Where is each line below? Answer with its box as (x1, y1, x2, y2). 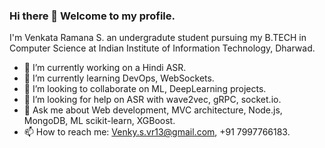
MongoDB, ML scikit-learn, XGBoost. (23, 115, 176, 127)
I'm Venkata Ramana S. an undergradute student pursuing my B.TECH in (9, 32, 307, 44)
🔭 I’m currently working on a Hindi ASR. (23, 62, 187, 74)
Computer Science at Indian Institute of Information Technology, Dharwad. (9, 42, 316, 54)
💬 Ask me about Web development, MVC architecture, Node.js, (23, 104, 283, 116)
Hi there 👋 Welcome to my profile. (9, 9, 176, 23)
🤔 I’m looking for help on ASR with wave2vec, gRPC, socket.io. (23, 94, 282, 106)
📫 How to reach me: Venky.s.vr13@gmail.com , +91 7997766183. (23, 126, 291, 138)
